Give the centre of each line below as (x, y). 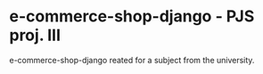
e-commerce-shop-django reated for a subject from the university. (132, 60)
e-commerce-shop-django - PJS (132, 16)
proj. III (35, 35)
